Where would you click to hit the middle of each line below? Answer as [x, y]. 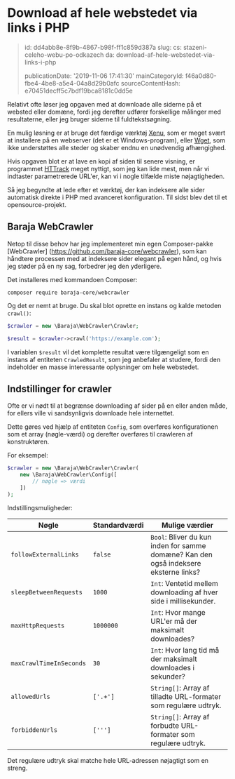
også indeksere [176, 563]
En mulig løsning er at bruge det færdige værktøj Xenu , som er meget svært [116, 133]
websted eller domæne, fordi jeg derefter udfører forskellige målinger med [114, 112]
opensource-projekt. [37, 204]
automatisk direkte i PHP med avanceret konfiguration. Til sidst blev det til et [117, 197]
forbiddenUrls [34, 730]
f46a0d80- [201, 76]
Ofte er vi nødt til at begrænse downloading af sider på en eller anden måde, [117, 406]
